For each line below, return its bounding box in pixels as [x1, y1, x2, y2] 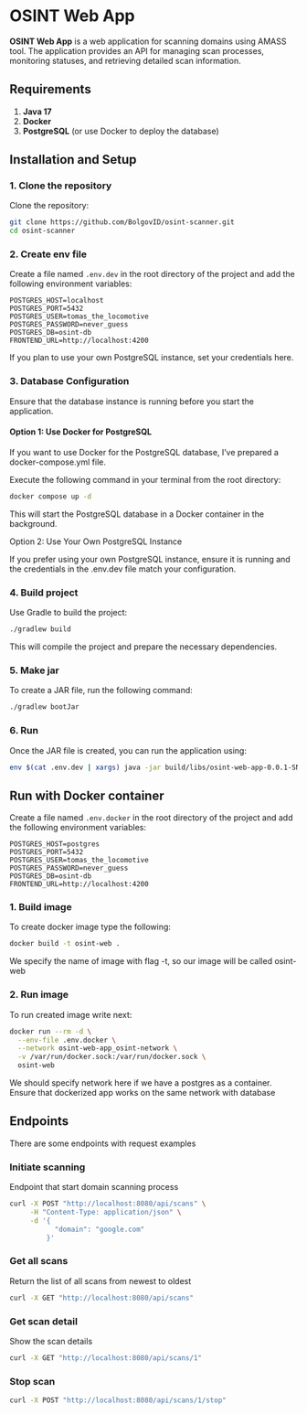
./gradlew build [9, 625, 71, 634]
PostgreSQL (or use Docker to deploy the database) [22, 125, 219, 136]
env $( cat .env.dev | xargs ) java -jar [9, 763, 162, 772]
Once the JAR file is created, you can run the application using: [9, 744, 247, 755]
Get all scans [9, 1255, 69, 1268]
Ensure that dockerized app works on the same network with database [9, 1087, 276, 1098]
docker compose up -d [9, 491, 92, 501]
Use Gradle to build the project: [9, 607, 128, 618]
